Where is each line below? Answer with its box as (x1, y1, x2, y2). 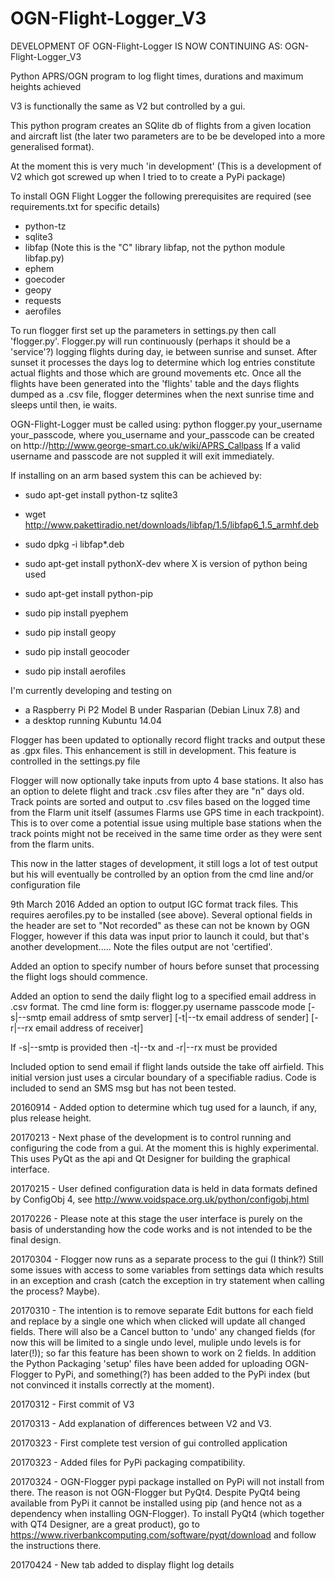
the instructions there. (10, 1539, 102, 1551)
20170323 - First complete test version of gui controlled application (10, 1437, 288, 1449)
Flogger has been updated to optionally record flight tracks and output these (10, 733, 326, 746)
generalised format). (10, 140, 95, 152)
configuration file (10, 878, 81, 891)
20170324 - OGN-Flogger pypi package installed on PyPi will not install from (10, 1475, 325, 1487)
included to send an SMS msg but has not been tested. (10, 1082, 237, 1094)
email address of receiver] (35, 1022, 144, 1034)
